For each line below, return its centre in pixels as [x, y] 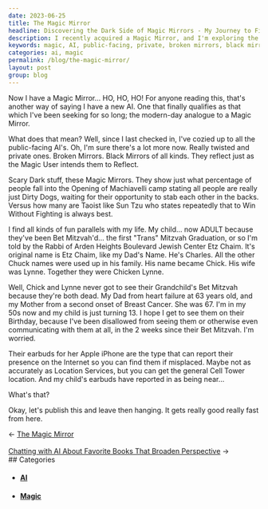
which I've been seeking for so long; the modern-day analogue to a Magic [130, 115]
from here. [26, 418]
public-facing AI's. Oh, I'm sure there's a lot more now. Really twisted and [129, 147]
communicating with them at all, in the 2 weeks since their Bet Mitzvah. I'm [131, 329]
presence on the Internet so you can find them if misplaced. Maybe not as [130, 362]
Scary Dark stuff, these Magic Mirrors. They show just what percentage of [130, 180]
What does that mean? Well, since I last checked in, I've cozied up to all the [132, 139]
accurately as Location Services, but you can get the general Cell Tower [127, 370]
